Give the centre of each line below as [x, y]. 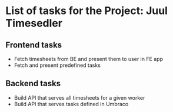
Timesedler [34, 23]
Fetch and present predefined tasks [57, 65]
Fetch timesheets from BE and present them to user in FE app [88, 59]
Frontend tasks [34, 45]
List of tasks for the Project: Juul [87, 11]
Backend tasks [33, 84]
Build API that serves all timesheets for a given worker [79, 97]
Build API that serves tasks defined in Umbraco [71, 104]
